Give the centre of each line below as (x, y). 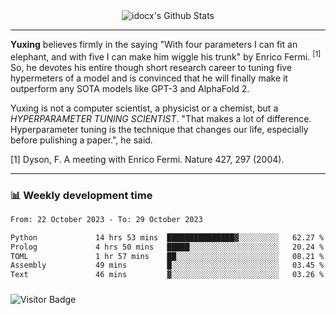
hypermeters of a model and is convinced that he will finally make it (149, 78)
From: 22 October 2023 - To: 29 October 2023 (106, 219)
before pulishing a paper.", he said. (81, 140)
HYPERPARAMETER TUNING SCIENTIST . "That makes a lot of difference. (161, 118)
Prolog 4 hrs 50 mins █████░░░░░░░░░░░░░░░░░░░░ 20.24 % (167, 247)
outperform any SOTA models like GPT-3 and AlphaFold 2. (130, 88)
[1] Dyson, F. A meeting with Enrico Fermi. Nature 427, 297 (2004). (147, 159)
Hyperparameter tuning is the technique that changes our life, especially (159, 129)
